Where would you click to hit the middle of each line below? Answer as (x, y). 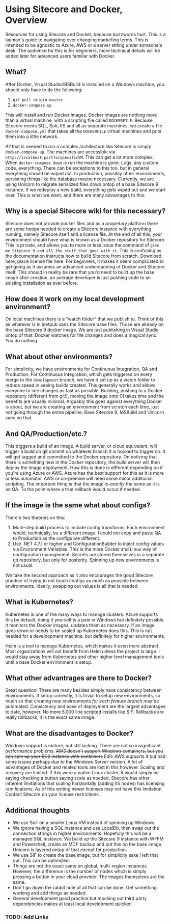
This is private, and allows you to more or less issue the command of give (82, 245)
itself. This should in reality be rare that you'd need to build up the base (80, 272)
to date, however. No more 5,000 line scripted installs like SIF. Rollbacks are (85, 712)
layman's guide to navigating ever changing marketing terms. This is (77, 40)
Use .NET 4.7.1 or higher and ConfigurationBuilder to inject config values (88, 543)
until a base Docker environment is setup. (49, 662)
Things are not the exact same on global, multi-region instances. (80, 866)
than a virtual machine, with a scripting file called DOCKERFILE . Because (79, 120)
